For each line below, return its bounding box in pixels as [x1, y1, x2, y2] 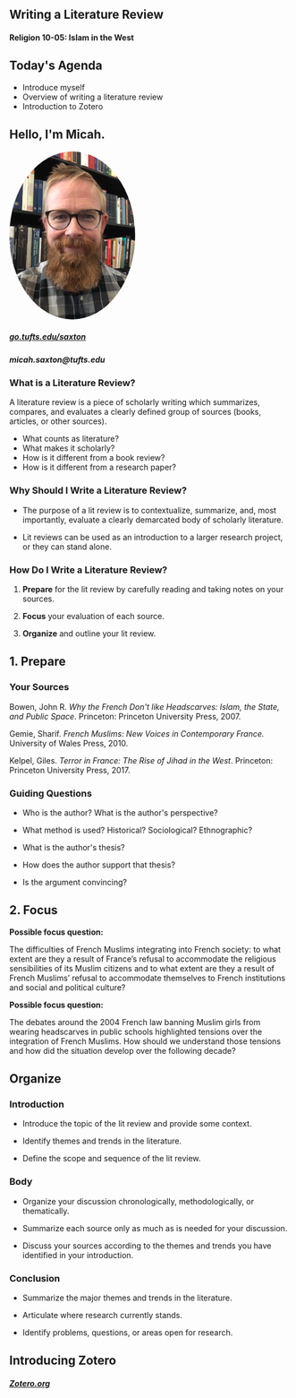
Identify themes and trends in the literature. [21, 1135, 182, 1146]
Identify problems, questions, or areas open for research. [21, 1327, 233, 1338]
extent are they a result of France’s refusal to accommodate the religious [9, 954, 277, 964]
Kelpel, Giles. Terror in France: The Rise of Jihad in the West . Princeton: [9, 755, 274, 765]
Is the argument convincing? [21, 876, 128, 887]
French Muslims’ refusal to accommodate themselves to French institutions [9, 972, 286, 983]
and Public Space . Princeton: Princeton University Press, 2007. [9, 711, 241, 721]
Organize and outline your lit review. [21, 627, 156, 639]
